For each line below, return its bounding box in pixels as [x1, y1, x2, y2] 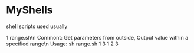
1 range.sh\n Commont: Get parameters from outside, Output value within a [6, 34, 189, 41]
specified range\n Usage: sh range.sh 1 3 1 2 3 [6, 40, 119, 47]
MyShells [6, 3, 53, 17]
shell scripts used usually [6, 23, 68, 30]
